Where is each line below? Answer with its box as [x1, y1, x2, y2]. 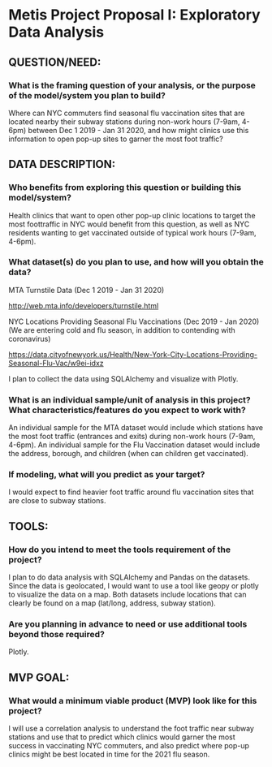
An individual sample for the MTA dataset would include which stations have [8, 423, 264, 433]
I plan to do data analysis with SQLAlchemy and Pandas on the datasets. [8, 572, 250, 582]
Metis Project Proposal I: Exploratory [8, 6, 261, 24]
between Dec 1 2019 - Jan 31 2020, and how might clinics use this [28, 125, 249, 135]
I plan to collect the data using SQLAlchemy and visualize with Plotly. [8, 373, 239, 383]
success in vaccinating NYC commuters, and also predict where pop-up [8, 741, 249, 751]
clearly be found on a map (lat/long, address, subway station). [8, 598, 217, 608]
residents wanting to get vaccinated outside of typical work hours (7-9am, [8, 227, 257, 237]
